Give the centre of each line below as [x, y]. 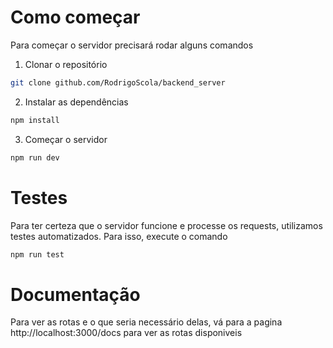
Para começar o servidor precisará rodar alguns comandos [132, 45]
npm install [35, 120]
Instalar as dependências [76, 102]
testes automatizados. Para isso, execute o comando [119, 236]
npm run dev [35, 157]
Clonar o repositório [66, 64]
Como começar [75, 17]
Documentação [75, 294]
